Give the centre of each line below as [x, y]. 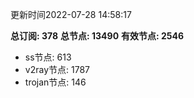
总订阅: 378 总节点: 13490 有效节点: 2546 [97, 36]
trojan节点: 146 [55, 82]
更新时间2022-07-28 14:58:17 [71, 14]
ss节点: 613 [48, 57]
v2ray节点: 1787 [57, 69]
